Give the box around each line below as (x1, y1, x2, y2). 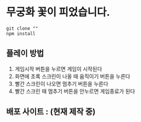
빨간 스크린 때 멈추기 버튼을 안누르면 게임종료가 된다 (14, 87, 135, 95)
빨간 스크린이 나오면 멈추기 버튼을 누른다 (14, 80, 108, 87)
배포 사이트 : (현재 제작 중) (6, 107, 96, 117)
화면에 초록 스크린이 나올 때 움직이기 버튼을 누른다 (14, 73, 130, 80)
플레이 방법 (6, 48, 44, 58)
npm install (6, 30, 36, 36)
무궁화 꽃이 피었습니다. (6, 5, 111, 19)
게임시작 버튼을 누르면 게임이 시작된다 (14, 65, 102, 72)
